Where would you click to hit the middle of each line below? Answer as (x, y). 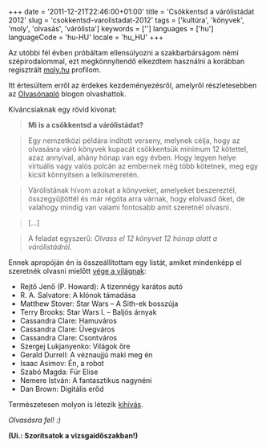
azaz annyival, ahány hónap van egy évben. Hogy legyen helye (132, 157)
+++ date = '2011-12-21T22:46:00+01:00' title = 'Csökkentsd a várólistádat (131, 12)
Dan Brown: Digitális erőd (62, 389)
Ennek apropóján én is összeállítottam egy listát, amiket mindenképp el (125, 263)
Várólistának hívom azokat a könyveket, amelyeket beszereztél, (132, 190)
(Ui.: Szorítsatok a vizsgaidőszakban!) (73, 436)
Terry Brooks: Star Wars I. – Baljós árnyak (88, 312)
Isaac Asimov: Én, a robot (62, 363)
